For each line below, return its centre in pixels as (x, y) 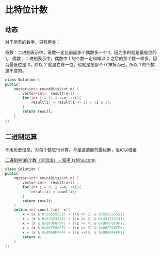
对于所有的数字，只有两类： (33, 42)
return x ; (32, 237)
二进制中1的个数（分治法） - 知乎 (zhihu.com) (50, 160)
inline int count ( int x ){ (42, 210)
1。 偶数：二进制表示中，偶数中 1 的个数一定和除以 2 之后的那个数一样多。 (79, 58)
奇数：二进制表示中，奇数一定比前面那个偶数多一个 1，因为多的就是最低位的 (81, 52)
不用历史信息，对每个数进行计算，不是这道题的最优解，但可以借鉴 (71, 149)
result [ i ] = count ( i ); (54, 192)
